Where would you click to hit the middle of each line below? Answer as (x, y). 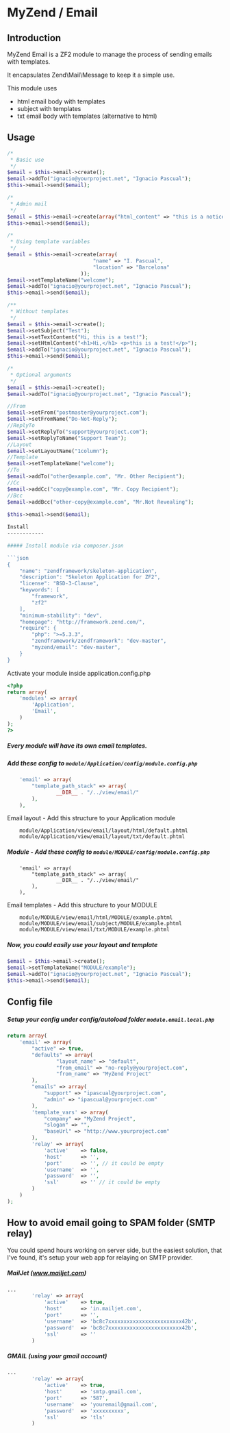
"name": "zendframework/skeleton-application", (88, 571)
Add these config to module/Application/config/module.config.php (102, 763)
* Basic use (27, 160)
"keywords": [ (39, 590)
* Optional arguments (41, 375)
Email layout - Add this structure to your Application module (91, 818)
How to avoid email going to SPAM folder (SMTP (111, 1223)
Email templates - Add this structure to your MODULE (82, 905)
